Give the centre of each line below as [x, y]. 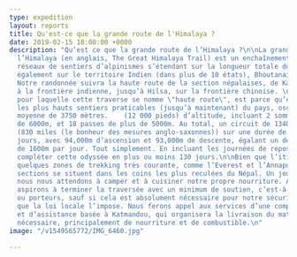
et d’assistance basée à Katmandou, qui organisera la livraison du [146, 214]
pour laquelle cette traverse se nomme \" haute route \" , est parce [144, 99]
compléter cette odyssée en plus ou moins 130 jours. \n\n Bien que [142, 157]
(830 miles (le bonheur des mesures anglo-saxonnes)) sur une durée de [152, 132]
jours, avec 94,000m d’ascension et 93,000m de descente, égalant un [148, 140]
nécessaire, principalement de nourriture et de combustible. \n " [140, 223]
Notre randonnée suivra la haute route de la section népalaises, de [148, 83]
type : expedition [41, 17]
